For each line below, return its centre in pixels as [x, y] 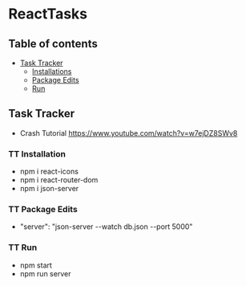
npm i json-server [49, 189]
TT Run [23, 247]
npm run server [45, 273]
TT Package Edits [43, 210]
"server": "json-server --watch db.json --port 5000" [106, 227]
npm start [36, 265]
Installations [52, 71]
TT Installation [37, 153]
